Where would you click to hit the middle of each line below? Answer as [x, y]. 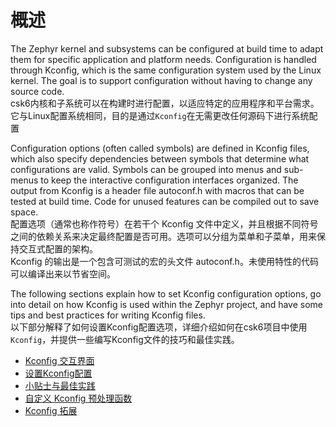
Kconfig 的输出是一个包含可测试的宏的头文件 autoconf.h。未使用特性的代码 [164, 261]
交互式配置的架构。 [58, 248]
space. [24, 212]
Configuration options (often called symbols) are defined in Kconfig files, [160, 148]
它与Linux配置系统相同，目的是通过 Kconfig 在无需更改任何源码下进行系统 [160, 115]
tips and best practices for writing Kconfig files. [108, 315]
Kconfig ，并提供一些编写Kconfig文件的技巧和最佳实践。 [125, 339]
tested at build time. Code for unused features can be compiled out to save [165, 201]
